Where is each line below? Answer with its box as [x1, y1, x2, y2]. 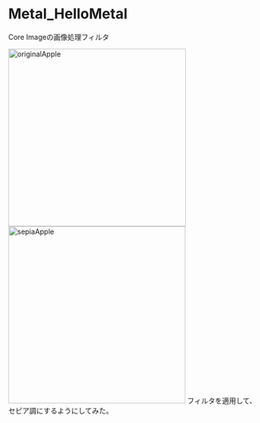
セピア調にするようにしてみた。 [8, 405, 113, 415]
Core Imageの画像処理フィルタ [8, 32, 110, 42]
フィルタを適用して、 [187, 396, 257, 405]
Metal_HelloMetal [8, 5, 128, 23]
